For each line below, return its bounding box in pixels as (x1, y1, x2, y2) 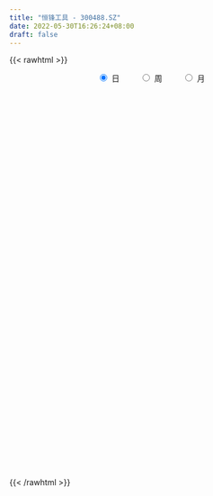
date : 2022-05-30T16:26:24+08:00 (9, 22, 135, 31)
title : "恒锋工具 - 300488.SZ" (9, 13, 121, 23)
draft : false (9, 30, 58, 39)
